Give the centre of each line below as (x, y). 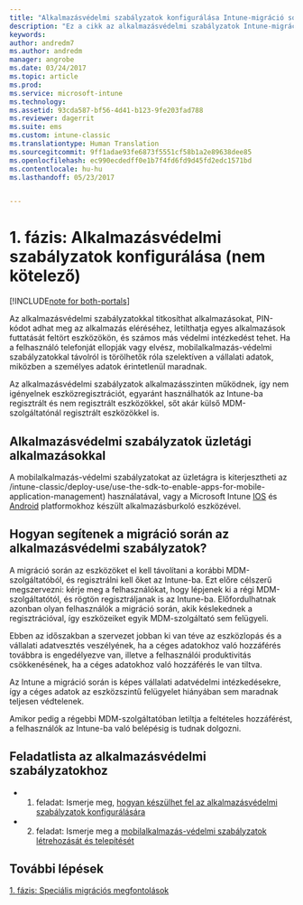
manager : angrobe (42, 60)
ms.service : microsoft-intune (66, 93)
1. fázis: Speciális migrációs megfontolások (89, 891)
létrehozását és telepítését (85, 840)
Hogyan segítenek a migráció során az (119, 534)
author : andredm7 (42, 43)
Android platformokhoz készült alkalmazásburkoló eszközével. (125, 506)
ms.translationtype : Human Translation (84, 144)
